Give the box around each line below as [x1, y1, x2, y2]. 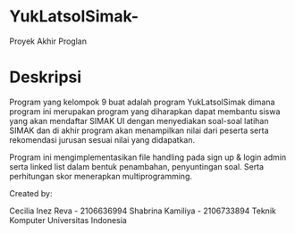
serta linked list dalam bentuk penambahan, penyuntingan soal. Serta [9, 161, 265, 171]
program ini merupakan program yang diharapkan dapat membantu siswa [9, 105, 281, 117]
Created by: [9, 187, 53, 198]
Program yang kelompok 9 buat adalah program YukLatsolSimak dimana [9, 96, 275, 107]
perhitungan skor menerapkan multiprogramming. [9, 171, 192, 181]
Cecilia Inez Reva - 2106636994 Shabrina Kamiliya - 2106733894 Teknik [9, 205, 277, 216]
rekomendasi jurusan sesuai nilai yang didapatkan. [9, 134, 195, 145]
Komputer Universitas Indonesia [9, 214, 127, 225]
